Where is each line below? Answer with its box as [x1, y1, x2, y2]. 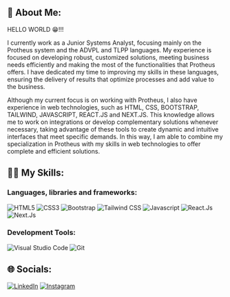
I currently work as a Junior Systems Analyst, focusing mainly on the [7, 39, 202, 47]
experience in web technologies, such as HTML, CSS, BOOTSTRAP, [7, 103, 200, 111]
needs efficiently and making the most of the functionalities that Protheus [7, 60, 216, 69]
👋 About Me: [7, 7, 62, 19]
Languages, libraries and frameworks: [7, 187, 138, 197]
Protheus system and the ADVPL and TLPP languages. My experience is [7, 45, 212, 54]
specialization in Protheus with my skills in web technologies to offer [7, 139, 201, 148]
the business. [7, 82, 45, 90]
